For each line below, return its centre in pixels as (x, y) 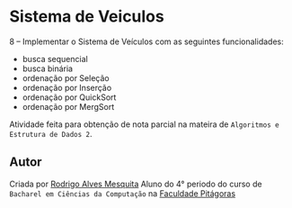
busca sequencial (55, 59)
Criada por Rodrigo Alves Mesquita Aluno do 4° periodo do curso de (136, 184)
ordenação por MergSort (68, 106)
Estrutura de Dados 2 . (51, 133)
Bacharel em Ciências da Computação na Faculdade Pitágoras (123, 193)
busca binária (48, 68)
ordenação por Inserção (67, 87)
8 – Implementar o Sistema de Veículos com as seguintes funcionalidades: (147, 41)
